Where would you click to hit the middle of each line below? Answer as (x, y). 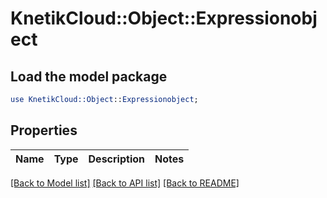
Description (116, 159)
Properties (44, 130)
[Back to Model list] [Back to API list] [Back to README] (125, 183)
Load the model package (89, 76)
